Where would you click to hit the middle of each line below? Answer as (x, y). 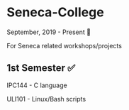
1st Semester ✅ (41, 68)
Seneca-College (55, 12)
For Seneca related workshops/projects (64, 45)
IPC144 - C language (37, 85)
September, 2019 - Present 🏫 (49, 32)
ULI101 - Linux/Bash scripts (46, 99)
